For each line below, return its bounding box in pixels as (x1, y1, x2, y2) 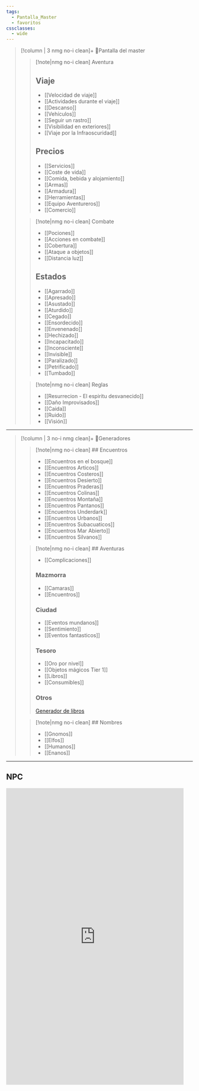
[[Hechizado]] (44, 332, 79, 339)
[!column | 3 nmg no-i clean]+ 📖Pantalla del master (20, 47, 146, 54)
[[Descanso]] (44, 104, 77, 111)
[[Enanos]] (44, 749, 70, 756)
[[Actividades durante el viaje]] (44, 97, 120, 104)
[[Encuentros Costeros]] (44, 470, 104, 478)
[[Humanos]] (44, 743, 76, 750)
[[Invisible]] (44, 351, 72, 358)
